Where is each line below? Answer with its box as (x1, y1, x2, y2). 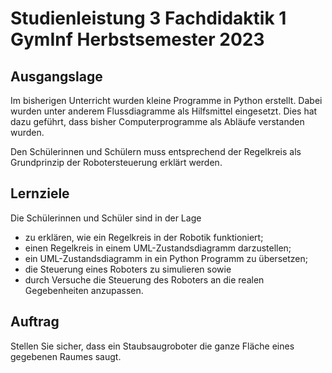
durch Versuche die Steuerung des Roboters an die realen (24, 273, 265, 286)
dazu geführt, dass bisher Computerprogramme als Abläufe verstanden (10, 116, 305, 127)
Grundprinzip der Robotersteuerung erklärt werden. (10, 157, 223, 168)
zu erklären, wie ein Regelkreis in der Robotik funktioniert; (24, 231, 264, 243)
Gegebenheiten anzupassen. (24, 284, 144, 296)
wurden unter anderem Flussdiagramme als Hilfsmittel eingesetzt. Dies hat (10, 105, 318, 117)
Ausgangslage (10, 68, 103, 85)
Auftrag (10, 313, 60, 331)
